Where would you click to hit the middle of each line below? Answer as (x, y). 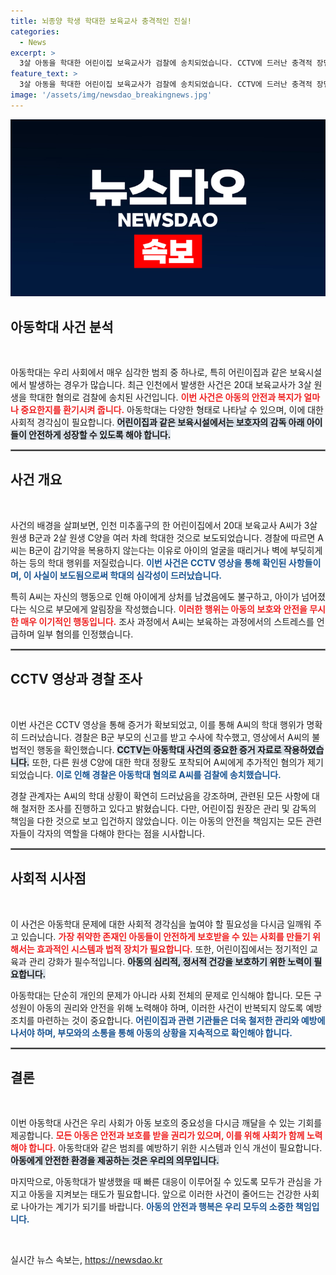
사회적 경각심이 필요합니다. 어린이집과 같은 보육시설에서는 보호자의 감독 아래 (157, 422)
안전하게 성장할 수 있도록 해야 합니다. (100, 435)
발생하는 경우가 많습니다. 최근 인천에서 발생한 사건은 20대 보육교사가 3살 (170, 385)
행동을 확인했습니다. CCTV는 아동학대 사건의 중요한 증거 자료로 (159, 749)
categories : (35, 31)
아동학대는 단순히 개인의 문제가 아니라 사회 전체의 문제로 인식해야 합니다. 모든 (161, 995)
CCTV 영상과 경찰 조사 (76, 679)
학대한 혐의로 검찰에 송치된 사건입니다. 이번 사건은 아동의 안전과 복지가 (165, 397)
